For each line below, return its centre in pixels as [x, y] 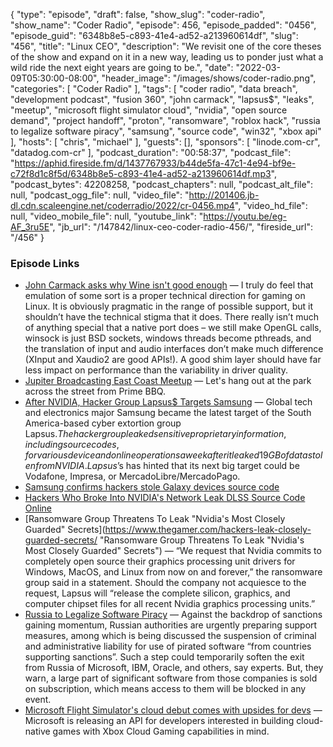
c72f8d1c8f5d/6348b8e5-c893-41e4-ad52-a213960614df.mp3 [141, 173]
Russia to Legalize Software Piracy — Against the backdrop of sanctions [173, 615]
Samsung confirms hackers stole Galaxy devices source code [152, 487]
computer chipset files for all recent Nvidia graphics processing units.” [170, 604]
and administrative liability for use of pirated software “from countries [168, 646]
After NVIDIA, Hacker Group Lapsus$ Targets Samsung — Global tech [168, 402]
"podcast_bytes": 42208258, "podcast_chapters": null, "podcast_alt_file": [162, 184]
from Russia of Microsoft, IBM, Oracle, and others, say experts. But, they [174, 668]
